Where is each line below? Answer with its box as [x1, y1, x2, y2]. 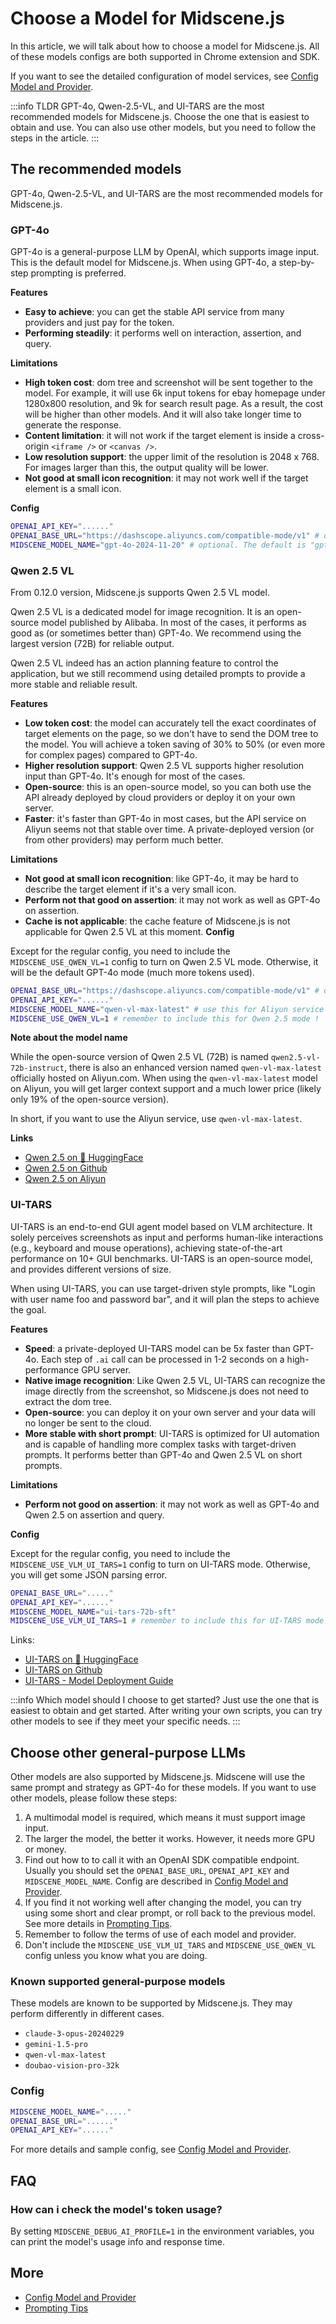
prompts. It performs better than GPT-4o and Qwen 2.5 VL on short [24, 1448, 303, 1461]
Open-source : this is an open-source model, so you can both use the [24, 780, 312, 792]
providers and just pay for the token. [24, 317, 175, 329]
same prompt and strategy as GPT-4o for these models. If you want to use [10, 1782, 317, 1794]
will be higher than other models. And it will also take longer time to [24, 408, 302, 421]
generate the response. [24, 419, 122, 431]
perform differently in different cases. [10, 2008, 165, 2020]
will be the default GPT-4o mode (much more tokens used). [10, 966, 255, 978]
